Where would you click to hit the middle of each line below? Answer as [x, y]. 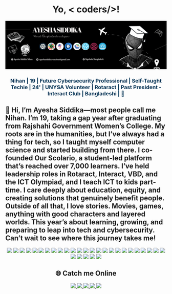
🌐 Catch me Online [86, 273]
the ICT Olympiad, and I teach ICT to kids [72, 182]
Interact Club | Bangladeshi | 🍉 [86, 93]
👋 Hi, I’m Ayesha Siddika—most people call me [81, 110]
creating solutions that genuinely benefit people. [85, 198]
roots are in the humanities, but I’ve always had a [85, 134]
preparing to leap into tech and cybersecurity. [80, 230]
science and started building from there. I [73, 150]
